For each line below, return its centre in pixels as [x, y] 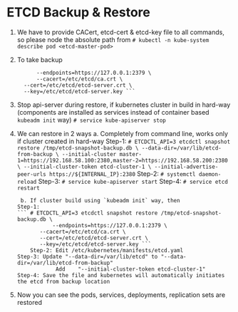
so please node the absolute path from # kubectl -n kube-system [113, 39]
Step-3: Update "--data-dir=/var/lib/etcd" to [87, 256]
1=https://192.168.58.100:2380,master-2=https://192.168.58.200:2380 [123, 160]
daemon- [210, 174]
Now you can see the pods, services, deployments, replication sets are [121, 295]
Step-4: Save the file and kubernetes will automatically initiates [121, 275]
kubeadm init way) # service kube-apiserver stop [92, 120]
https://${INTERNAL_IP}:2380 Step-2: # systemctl [122, 173]
